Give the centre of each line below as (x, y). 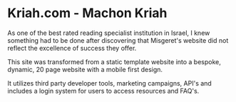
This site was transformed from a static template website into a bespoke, (114, 61)
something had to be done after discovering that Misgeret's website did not (118, 40)
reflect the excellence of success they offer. (72, 48)
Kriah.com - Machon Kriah (87, 13)
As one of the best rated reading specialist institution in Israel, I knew (109, 33)
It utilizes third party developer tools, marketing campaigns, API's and (109, 83)
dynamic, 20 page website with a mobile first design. (85, 69)
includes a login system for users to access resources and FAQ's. (103, 91)
